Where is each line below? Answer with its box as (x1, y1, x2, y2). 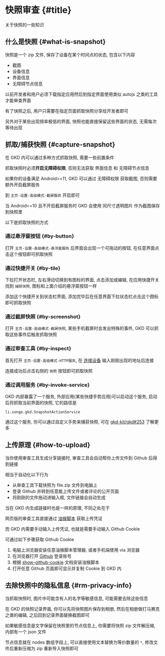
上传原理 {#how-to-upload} (5, 441, 91, 450)
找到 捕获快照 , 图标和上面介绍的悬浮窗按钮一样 (5, 283, 97, 289)
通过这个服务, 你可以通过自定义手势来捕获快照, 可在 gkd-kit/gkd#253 (5, 419, 145, 425)
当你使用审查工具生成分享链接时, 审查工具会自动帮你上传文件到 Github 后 (5, 455, 153, 461)
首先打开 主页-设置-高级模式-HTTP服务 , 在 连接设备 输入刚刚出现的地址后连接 (5, 357, 154, 363)
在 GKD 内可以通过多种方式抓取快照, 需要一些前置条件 (5, 154, 114, 161)
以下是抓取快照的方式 (5, 219, 48, 225)
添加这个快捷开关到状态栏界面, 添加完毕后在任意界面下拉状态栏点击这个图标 (5, 293, 159, 299)
